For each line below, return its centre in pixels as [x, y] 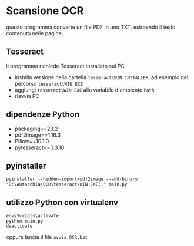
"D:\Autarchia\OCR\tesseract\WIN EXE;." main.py [67, 184]
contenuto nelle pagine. [35, 33]
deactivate [19, 226]
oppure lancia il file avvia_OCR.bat [47, 237]
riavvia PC [27, 96]
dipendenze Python [43, 115]
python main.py [25, 221]
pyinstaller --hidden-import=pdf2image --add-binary [72, 179]
